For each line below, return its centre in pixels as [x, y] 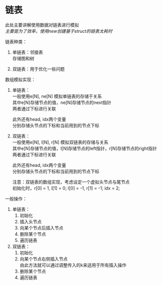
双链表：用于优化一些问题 [38, 69]
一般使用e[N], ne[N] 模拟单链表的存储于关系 [57, 96]
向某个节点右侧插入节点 [44, 259]
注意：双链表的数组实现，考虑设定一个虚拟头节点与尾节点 [71, 182]
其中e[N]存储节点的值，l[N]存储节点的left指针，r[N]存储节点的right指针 [84, 148]
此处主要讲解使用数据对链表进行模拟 [42, 25]
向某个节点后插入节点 [41, 228]
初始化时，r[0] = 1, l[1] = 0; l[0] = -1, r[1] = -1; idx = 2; [66, 188]
